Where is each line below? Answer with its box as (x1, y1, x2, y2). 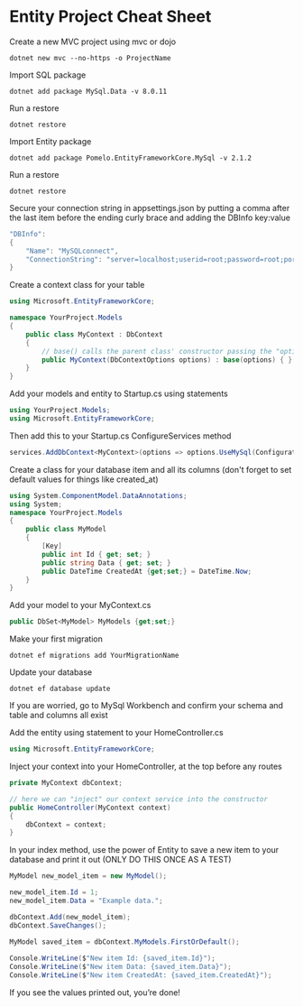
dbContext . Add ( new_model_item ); (9, 912, 131, 921)
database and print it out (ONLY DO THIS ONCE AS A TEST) (9, 855, 232, 865)
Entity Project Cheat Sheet (9, 6, 212, 27)
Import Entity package (9, 135, 92, 146)
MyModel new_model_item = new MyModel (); (9, 872, 168, 881)
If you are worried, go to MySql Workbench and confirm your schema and (9, 700, 284, 711)
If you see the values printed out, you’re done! (9, 987, 180, 998)
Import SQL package (9, 69, 87, 80)
